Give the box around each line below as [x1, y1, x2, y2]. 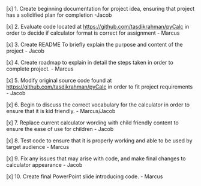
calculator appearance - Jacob [6, 161, 83, 168]
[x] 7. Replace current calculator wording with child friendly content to [6, 119, 179, 126]
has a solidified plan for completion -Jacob [6, 11, 112, 19]
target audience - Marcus [6, 144, 70, 150]
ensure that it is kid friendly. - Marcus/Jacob [6, 108, 116, 114]
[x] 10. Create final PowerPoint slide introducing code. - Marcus [6, 173, 163, 180]
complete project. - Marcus [6, 65, 74, 72]
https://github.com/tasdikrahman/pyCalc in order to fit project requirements [6, 83, 193, 90]
